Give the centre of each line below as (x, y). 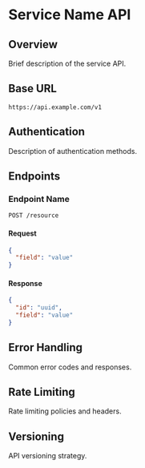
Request (23, 233)
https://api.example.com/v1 (55, 107)
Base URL (33, 89)
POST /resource (34, 216)
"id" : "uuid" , (39, 308)
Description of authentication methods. (73, 151)
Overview (33, 44)
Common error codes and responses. (70, 367)
